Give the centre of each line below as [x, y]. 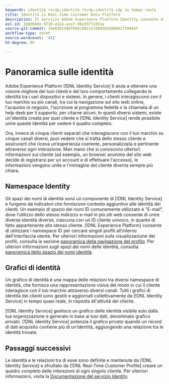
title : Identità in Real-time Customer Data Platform [63, 15]
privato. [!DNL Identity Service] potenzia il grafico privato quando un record [83, 322]
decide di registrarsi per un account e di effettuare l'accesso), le [72, 160]
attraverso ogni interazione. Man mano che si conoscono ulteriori [73, 149]
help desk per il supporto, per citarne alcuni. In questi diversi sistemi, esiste [83, 112]
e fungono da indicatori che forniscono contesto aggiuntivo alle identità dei [83, 204]
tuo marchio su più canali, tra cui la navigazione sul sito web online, [75, 102]
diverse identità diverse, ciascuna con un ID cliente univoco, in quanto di [80, 220]
